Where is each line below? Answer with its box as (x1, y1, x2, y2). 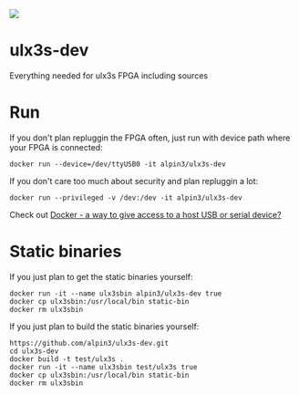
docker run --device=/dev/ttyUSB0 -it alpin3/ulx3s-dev (9, 160, 226, 169)
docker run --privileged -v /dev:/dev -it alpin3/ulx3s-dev (9, 192, 243, 203)
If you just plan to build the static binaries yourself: (9, 320, 200, 332)
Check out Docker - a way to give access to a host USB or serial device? (9, 209, 282, 220)
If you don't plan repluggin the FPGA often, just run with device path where (9, 132, 291, 143)
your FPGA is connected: (9, 141, 103, 152)
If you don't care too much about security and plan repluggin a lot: (9, 175, 259, 186)
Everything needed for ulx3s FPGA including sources (9, 69, 208, 81)
